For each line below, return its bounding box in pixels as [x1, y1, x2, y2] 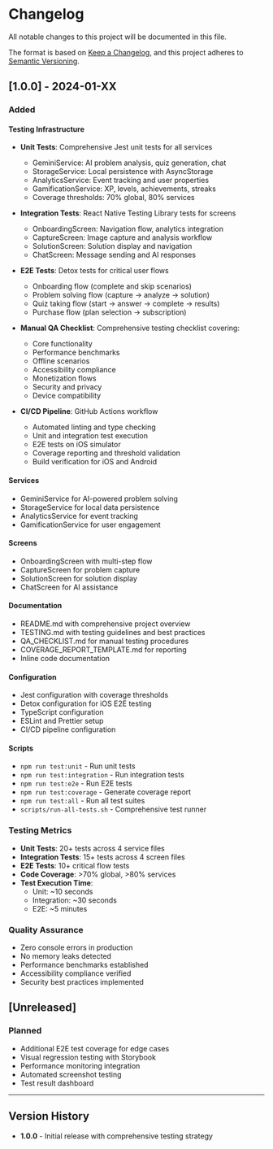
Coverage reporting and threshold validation [32, 448, 181, 458]
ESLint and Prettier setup [19, 716, 104, 726]
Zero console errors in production [19, 942, 133, 952]
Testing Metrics [8, 825, 72, 836]
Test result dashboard [19, 1078, 94, 1088]
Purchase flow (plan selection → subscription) [32, 307, 187, 317]
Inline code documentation [19, 654, 110, 664]
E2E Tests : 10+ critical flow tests [19, 860, 130, 870]
